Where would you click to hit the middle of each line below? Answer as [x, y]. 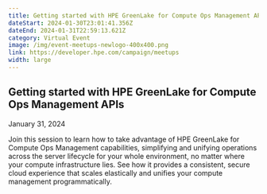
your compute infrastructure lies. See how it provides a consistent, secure [129, 165]
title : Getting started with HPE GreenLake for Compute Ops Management [129, 16]
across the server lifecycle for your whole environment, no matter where [126, 156]
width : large [30, 60]
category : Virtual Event [49, 38]
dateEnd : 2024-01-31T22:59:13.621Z [67, 30]
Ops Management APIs [66, 105]
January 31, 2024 [37, 123]
